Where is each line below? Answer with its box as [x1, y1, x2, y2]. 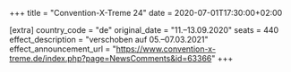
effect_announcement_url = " [9, 44, 116, 54]
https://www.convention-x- [116, 44, 217, 54]
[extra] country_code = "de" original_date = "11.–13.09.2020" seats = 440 [9, 25, 279, 35]
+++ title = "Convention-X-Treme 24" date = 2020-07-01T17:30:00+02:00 [9, 8, 283, 18]
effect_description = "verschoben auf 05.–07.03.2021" [9, 35, 209, 44]
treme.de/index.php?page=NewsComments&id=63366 [9, 53, 212, 63]
